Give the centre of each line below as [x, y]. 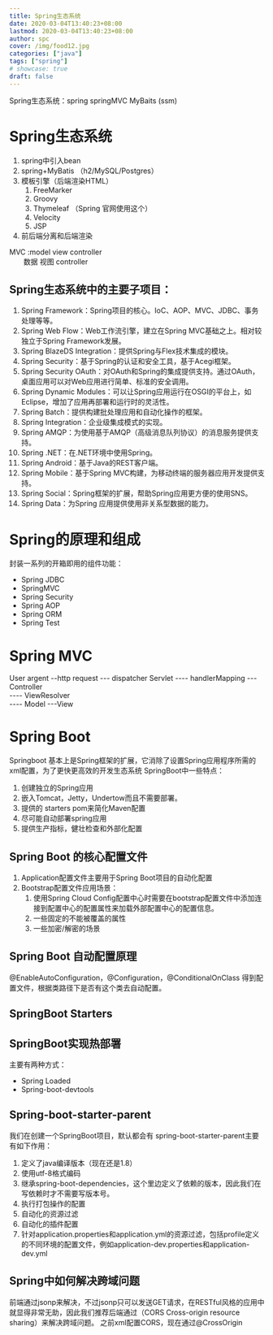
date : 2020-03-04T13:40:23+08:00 [66, 24]
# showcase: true [39, 69]
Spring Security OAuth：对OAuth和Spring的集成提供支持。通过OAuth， [140, 371]
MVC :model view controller [56, 252]
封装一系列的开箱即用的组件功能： [66, 563]
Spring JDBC [43, 580]
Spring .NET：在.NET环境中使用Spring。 [89, 453]
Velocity [47, 217]
